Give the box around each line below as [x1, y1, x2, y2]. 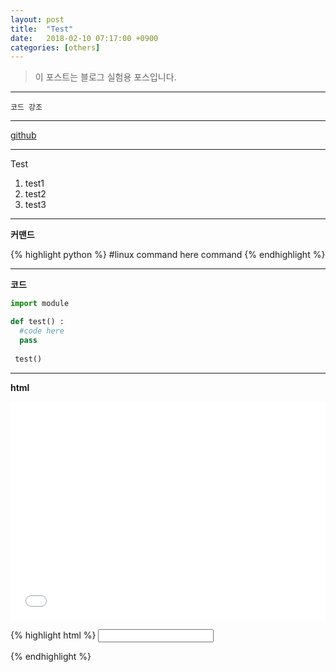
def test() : [10, 317, 65, 327]
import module [10, 299, 70, 309]
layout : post [10, 14, 65, 25]
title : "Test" [10, 24, 74, 34]
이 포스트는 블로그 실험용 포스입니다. [34, 71, 177, 83]
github [10, 129, 37, 141]
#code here [19, 326, 65, 336]
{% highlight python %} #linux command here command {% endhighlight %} [10, 249, 326, 261]
